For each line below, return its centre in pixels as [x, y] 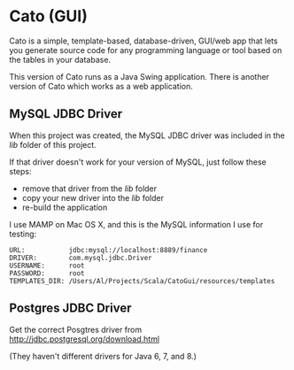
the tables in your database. [60, 59]
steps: [20, 171]
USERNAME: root [47, 266]
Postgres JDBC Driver [70, 308]
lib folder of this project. [53, 144]
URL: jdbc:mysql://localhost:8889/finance [108, 250]
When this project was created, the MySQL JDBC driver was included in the [147, 135]
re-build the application [65, 207]
